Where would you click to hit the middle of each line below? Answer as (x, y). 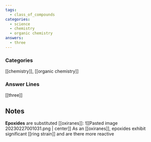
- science (20, 24)
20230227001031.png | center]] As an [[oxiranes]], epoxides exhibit (75, 128)
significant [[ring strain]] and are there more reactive (60, 134)
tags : (11, 10)
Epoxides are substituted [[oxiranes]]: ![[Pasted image (62, 123)
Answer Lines (22, 84)
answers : (14, 38)
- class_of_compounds (32, 15)
